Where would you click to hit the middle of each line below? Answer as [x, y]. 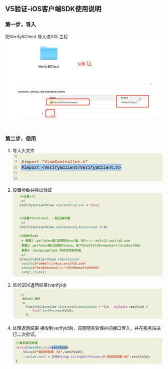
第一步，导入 [21, 25]
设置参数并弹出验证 [32, 190]
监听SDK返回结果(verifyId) [39, 285]
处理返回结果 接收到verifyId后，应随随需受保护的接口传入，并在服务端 [84, 328]
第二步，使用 [21, 139]
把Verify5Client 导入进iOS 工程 [37, 36]
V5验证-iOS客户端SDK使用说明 [53, 9]
